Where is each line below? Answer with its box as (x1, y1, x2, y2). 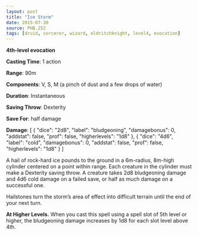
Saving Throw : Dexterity (6, 104, 66, 111)
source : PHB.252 (6, 25, 46, 31)
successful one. (6, 182, 45, 189)
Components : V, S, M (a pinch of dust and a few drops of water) (6, 81, 163, 88)
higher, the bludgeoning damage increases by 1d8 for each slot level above (6, 217, 189, 224)
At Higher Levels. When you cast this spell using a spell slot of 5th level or (6, 211, 187, 218)
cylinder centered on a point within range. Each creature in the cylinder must (6, 163, 192, 170)
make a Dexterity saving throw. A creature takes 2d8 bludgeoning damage (6, 169, 187, 177)
